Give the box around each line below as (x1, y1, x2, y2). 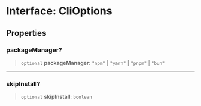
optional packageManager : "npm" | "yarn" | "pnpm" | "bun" (20, 59, 165, 66)
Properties (6, 28, 47, 38)
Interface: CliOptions (6, 4, 112, 18)
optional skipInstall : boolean (20, 93, 93, 101)
